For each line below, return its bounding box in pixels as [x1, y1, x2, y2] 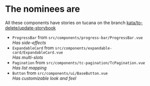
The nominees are [5, 3, 80, 15]
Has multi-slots [12, 54, 43, 60]
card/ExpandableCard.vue [12, 50, 63, 55]
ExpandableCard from [12, 45, 54, 51]
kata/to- [126, 20, 143, 26]
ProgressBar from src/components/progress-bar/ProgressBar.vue [12, 34, 143, 40]
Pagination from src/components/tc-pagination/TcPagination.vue [12, 59, 146, 65]
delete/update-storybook [5, 25, 56, 30]
